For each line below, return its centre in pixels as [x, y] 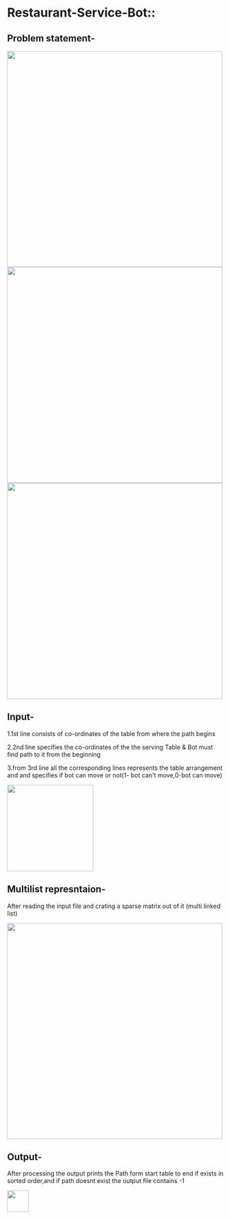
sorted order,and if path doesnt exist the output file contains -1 [96, 1181]
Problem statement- [51, 38]
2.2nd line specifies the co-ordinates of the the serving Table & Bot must [110, 747]
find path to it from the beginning [54, 754]
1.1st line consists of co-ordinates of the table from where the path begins [111, 733]
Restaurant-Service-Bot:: [82, 13]
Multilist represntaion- [56, 889]
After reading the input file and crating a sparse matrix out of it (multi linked [114, 906]
